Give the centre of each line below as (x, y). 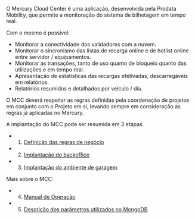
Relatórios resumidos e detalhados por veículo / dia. (79, 88)
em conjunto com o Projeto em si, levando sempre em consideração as (93, 106)
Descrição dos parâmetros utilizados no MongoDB (86, 209)
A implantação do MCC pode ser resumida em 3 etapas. (75, 124)
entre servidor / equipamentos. (53, 57)
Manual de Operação (49, 197)
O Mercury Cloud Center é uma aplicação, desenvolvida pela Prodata (92, 9)
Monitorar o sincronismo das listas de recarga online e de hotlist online (102, 51)
